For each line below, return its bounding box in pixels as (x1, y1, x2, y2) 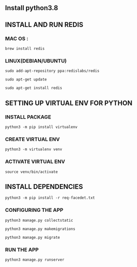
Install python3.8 (5, 4, 58, 12)
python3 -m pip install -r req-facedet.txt (5, 195, 95, 201)
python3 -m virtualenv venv (5, 147, 63, 152)
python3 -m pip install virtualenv (5, 124, 78, 130)
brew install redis (5, 46, 45, 51)
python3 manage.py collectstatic (5, 218, 73, 223)
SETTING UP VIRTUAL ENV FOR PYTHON (5, 99, 133, 107)
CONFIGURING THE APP (5, 207, 64, 214)
